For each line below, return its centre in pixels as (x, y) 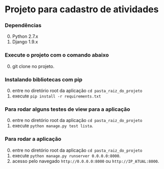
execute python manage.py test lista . (53, 126)
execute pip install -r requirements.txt (57, 96)
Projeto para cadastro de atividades (82, 9)
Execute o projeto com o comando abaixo (57, 55)
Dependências (23, 26)
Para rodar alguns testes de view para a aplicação (67, 109)
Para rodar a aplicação (33, 139)
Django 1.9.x (25, 42)
